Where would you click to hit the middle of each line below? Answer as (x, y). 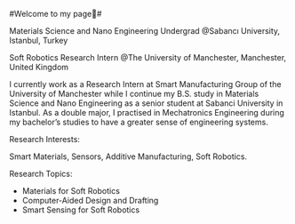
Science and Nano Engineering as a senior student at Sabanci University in (146, 103)
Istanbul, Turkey (39, 40)
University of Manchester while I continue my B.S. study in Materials (134, 94)
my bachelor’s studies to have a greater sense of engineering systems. (139, 122)
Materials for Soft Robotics (71, 191)
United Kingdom (39, 67)
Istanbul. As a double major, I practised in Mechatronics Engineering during (147, 112)
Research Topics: (41, 174)
